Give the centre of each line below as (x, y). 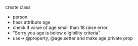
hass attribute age (31, 22)
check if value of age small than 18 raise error (60, 27)
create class (18, 7)
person (20, 17)
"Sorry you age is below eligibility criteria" (56, 33)
